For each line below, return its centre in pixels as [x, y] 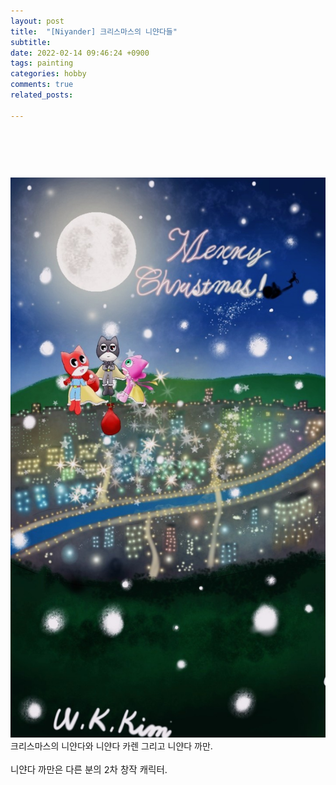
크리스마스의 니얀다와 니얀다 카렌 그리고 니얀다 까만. [111, 746]
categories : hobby [48, 74]
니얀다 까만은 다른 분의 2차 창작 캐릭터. [89, 769]
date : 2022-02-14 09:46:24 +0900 [80, 53]
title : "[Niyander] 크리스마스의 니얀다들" [94, 31]
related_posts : [42, 95]
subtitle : [31, 42]
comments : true [42, 85]
